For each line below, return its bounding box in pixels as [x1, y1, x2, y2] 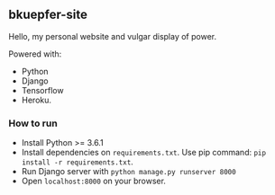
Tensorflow [21, 84, 64, 95]
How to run [8, 117, 58, 129]
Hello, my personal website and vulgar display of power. [8, 31, 217, 41]
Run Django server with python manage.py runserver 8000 [21, 166, 236, 177]
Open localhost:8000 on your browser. [21, 175, 166, 187]
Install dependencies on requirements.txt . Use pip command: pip [21, 147, 267, 158]
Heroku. [21, 94, 51, 105]
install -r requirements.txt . [21, 156, 134, 167]
